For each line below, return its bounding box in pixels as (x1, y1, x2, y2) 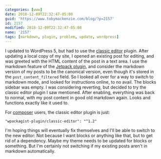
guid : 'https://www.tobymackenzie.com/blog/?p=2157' (5, 16, 115, 21)
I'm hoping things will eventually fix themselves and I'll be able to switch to (5, 127, 155, 133)
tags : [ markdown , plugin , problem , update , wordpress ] (5, 35, 119, 40)
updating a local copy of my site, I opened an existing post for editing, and (5, 53, 154, 59)
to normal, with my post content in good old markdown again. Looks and (5, 94, 151, 100)
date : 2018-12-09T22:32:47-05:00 (5, 12, 73, 17)
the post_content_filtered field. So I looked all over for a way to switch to (5, 74, 154, 80)
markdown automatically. (5, 148, 56, 154)
